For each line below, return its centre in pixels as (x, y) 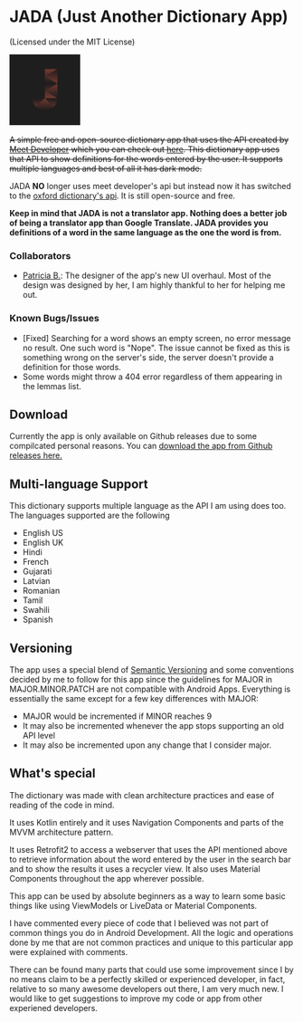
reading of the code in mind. (62, 805)
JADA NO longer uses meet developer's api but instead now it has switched (150, 186)
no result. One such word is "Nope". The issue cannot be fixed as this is (156, 348)
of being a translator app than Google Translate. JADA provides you (139, 223)
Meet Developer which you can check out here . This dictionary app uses (145, 149)
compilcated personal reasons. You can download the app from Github (141, 446)
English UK (43, 543)
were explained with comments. (69, 951)
